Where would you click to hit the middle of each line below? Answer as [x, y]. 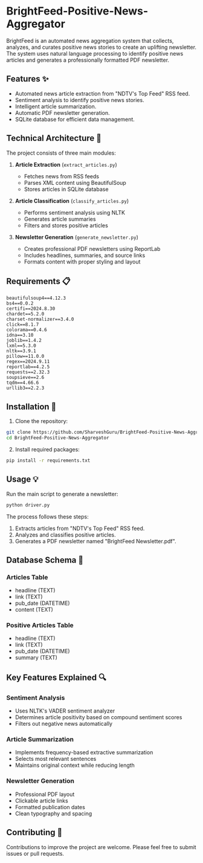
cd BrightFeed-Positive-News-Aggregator [58, 438]
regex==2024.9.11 [28, 362]
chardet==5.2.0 [25, 314]
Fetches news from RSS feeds [62, 176]
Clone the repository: [41, 421]
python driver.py [28, 505]
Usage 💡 [22, 480]
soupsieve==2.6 [25, 378]
